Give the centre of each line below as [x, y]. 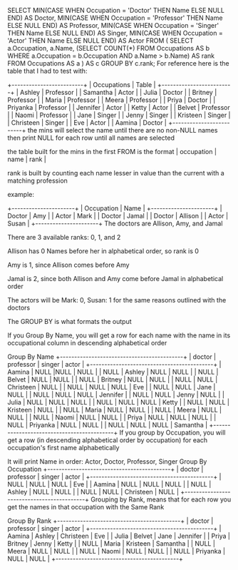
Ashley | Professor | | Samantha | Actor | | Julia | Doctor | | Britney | [119, 92]
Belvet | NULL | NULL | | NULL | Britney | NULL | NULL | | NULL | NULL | [113, 380]
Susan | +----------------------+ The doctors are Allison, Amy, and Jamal [115, 223]
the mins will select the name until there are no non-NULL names [123, 130]
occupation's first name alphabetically [63, 448]
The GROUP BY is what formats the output [69, 321]
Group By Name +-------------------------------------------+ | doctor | [112, 357]
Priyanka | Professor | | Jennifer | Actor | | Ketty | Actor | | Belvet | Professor [119, 107]
